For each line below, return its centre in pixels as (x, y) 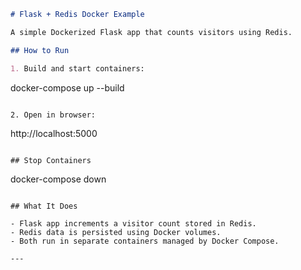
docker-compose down (58, 179)
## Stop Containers (51, 160)
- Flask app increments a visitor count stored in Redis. (133, 223)
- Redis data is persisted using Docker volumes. (116, 232)
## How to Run (40, 50)
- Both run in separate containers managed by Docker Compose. (145, 241)
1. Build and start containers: (77, 68)
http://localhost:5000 (54, 133)
